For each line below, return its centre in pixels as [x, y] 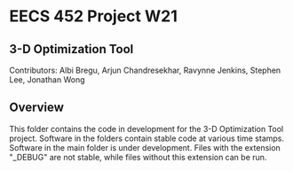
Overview [37, 108]
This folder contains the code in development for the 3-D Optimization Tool [146, 128]
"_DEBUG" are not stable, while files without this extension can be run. [138, 157]
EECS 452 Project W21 [93, 16]
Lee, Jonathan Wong [47, 80]
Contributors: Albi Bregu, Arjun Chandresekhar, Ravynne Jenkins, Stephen [145, 70]
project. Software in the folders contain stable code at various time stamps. [147, 138]
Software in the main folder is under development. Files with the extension [145, 147]
